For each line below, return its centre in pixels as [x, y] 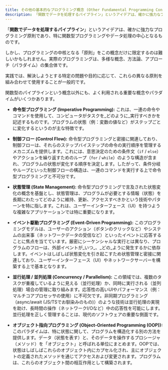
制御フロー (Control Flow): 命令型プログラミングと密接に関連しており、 [86, 138]
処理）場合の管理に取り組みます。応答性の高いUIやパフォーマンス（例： [87, 289]
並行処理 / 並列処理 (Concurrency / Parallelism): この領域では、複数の [85, 277]
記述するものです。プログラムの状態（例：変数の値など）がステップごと [86, 122]
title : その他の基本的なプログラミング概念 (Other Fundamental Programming [79, 10]
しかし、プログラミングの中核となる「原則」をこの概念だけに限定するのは [82, 52]
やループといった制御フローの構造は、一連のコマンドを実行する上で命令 [87, 170]
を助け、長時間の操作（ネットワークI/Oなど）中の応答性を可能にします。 [87, 308]
